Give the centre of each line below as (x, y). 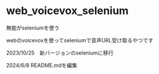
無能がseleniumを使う (33, 28)
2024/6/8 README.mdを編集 (42, 65)
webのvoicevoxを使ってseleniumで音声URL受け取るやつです (80, 40)
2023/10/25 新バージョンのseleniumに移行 (60, 53)
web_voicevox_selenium (67, 11)
